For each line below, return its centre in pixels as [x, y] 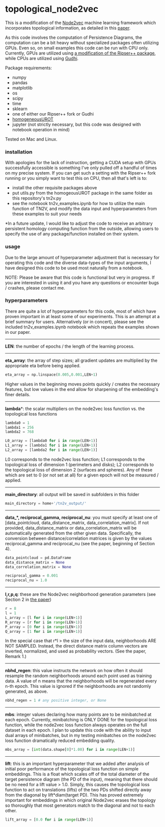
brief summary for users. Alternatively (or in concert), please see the [74, 322]
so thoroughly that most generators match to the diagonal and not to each [80, 805]
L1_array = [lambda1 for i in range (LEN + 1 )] [51, 445]
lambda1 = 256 [20, 427]
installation [19, 152]
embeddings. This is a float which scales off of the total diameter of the [77, 774]
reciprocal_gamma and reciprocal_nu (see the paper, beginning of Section [80, 543]
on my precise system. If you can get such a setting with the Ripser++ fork [81, 173]
